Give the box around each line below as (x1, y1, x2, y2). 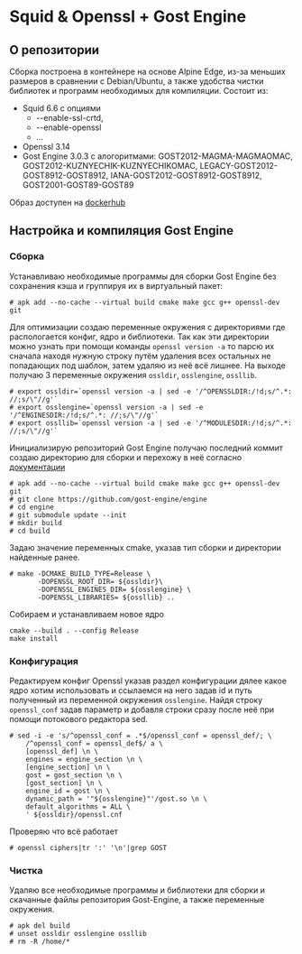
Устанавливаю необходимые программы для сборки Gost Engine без (9, 271, 277, 282)
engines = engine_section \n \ (25, 755, 143, 764)
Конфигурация (9, 654, 79, 667)
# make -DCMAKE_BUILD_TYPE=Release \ (9, 569, 151, 579)
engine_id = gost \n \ (25, 786, 111, 795)
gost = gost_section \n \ (25, 770, 124, 780)
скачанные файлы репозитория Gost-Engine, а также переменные (9, 894, 265, 905)
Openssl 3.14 (22, 142, 70, 152)
